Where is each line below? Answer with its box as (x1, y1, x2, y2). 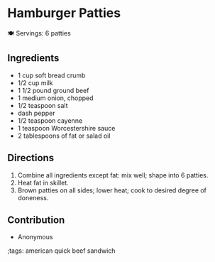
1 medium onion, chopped (17, 94, 94, 102)
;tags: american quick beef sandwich (7, 246, 116, 255)
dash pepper (17, 109, 55, 117)
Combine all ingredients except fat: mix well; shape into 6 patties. (17, 170, 209, 179)
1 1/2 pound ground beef (17, 86, 89, 94)
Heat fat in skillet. (17, 178, 69, 187)
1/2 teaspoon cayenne (17, 116, 83, 125)
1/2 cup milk (17, 78, 53, 87)
